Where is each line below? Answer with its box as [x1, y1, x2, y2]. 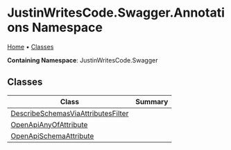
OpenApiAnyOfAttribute [10, 119, 88, 129]
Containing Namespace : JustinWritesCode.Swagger [7, 56, 158, 64]
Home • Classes [7, 42, 54, 51]
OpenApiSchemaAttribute [10, 131, 94, 140]
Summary [135, 97, 169, 106]
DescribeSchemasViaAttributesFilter [10, 108, 129, 118]
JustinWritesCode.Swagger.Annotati [7, 5, 225, 21]
